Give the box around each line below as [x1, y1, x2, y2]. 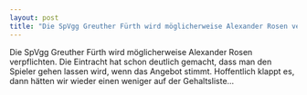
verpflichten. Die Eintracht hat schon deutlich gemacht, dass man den [9, 56, 272, 67]
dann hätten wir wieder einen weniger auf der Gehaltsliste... [9, 75, 235, 86]
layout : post [9, 13, 59, 23]
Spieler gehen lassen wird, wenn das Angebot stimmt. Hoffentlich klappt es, [9, 65, 295, 77]
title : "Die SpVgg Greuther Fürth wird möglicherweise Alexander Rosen [9, 22, 288, 31]
